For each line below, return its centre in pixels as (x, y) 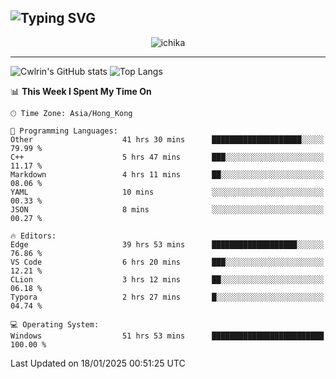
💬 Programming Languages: (64, 131)
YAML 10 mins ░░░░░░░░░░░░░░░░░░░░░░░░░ (167, 192)
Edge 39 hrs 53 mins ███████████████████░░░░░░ (167, 244)
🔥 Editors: (33, 236)
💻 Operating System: (55, 324)
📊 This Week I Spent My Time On (81, 91)
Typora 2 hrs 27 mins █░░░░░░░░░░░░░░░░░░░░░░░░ (167, 297)
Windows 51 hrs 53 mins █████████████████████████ (167, 336)
